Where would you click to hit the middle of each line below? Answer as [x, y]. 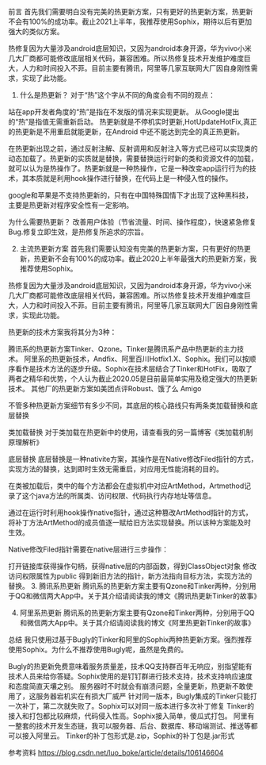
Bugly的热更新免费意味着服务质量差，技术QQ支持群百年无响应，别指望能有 [130, 666]
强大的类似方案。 [36, 31]
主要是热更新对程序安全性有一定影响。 [70, 205]
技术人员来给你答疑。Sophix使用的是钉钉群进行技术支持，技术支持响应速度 [131, 676]
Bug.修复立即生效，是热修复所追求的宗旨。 [78, 232]
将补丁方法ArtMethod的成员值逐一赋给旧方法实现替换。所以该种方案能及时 [130, 523]
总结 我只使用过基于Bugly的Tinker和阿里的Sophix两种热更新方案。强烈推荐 [130, 640]
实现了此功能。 [46, 78]
